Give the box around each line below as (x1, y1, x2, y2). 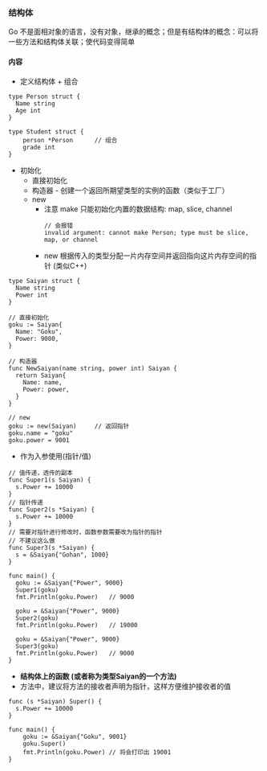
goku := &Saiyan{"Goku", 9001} (22, 732, 127, 740)
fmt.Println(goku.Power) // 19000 (15, 621, 138, 629)
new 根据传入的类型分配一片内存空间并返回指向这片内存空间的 (43, 251, 250, 260)
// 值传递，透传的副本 (8, 469, 74, 477)
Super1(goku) (15, 585, 59, 594)
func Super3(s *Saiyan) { (8, 543, 95, 552)
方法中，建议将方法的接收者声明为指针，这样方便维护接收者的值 (19, 681, 231, 691)
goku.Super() (22, 740, 67, 748)
